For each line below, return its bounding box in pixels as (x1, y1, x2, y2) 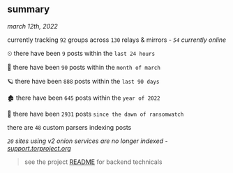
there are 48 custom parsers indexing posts (7, 123, 132, 131)
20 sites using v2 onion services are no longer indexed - (7, 137, 168, 145)
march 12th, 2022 (7, 22, 58, 30)
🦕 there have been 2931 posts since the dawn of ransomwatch (7, 110, 184, 118)
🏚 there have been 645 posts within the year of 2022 (7, 93, 160, 102)
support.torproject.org (7, 144, 71, 152)
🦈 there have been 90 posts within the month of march (7, 63, 160, 71)
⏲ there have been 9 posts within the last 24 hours (7, 49, 156, 57)
